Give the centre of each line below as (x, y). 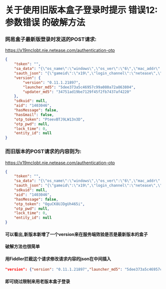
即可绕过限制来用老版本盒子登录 (38, 281)
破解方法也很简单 (22, 246)
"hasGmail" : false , (34, 115)
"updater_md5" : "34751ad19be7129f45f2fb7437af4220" (77, 92)
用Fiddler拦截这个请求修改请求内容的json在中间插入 (58, 259)
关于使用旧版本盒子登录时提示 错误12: (82, 10)
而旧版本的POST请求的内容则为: (43, 152)
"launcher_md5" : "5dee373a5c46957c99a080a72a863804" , (79, 87)
